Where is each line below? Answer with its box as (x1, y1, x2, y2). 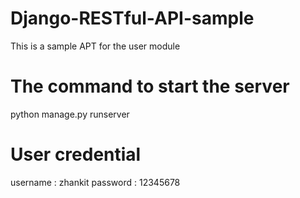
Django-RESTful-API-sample (10, 7, 255, 30)
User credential (10, 143, 142, 166)
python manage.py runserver (10, 108, 130, 120)
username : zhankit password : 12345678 (10, 176, 181, 188)
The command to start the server (10, 75, 290, 98)
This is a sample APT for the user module (10, 40, 181, 52)
